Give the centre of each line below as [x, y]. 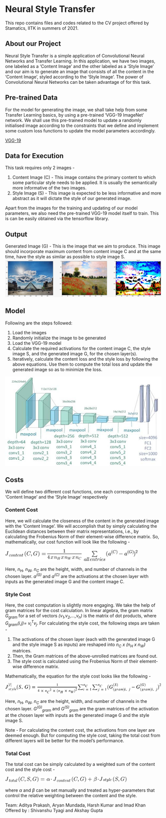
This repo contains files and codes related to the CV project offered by [77, 23]
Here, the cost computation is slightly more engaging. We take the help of [80, 605]
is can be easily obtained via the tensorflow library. [57, 219]
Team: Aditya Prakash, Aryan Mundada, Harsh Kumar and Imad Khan [76, 805]
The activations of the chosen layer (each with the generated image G [83, 639]
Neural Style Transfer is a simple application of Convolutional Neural [75, 56]
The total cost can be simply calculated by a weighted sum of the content [80, 764]
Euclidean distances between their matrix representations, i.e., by [72, 531]
